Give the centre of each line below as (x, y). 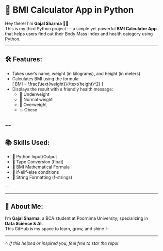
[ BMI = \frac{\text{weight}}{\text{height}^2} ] (57, 84)
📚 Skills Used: (27, 142)
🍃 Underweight (34, 94)
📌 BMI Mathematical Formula (41, 167)
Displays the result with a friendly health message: (62, 89)
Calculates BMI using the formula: (46, 79)
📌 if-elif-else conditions (35, 172)
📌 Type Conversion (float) (38, 161)
